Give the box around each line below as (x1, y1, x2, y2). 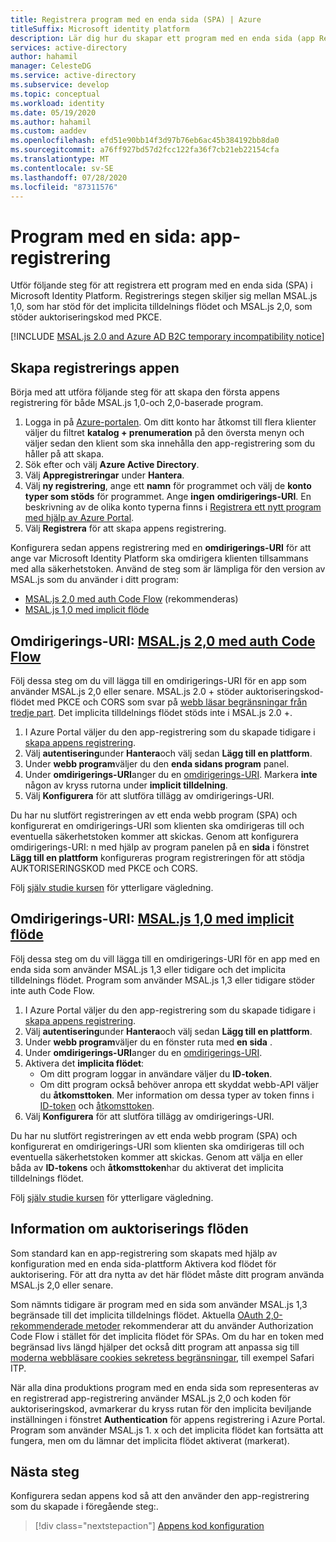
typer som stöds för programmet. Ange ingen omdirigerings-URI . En (24, 491, 312, 503)
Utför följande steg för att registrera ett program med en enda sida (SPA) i (10, 279, 313, 291)
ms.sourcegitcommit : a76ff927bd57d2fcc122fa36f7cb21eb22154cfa (10, 145, 280, 155)
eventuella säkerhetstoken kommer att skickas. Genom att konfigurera (10, 830, 299, 842)
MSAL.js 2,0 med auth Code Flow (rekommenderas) (24, 593, 239, 605)
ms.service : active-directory (10, 71, 137, 81)
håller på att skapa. (24, 448, 105, 460)
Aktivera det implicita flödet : (24, 1057, 145, 1069)
